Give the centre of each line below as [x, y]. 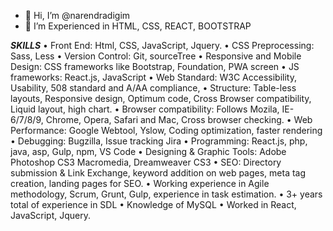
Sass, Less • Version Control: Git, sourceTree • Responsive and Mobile [156, 56]
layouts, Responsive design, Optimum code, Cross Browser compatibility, [161, 98]
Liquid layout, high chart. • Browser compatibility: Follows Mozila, [145, 109]
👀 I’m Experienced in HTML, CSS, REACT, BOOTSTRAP [138, 26]
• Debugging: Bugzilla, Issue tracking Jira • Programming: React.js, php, [159, 141]
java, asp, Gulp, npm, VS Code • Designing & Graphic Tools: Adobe [148, 151]
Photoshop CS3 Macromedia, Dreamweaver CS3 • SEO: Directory [146, 162]
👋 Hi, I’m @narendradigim [77, 15]
